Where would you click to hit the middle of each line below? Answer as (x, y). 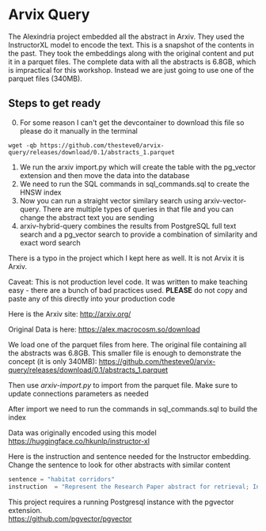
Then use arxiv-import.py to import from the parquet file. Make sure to (123, 385)
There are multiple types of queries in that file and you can (138, 209)
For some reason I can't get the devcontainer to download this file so (132, 122)
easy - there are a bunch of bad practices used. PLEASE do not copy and (128, 290)
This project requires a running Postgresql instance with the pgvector (121, 502)
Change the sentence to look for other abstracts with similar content (120, 465)
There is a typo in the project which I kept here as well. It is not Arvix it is (126, 258)
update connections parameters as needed (78, 393)
